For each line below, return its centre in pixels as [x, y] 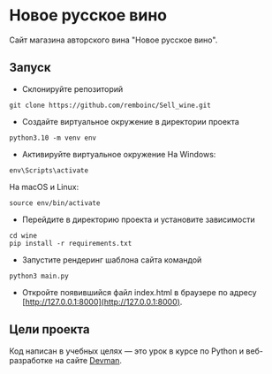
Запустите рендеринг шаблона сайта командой [112, 260]
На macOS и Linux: [44, 187]
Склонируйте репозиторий [72, 88]
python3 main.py [39, 276]
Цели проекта [49, 329]
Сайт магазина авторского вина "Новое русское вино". [113, 40]
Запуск [30, 68]
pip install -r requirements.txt [71, 243]
